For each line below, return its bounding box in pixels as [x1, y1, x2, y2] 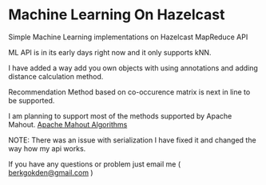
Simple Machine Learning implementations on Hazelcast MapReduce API [8, 32, 248, 42]
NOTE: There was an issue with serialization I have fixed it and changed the [8, 135, 257, 145]
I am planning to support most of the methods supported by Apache [8, 111, 232, 121]
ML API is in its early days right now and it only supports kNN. [8, 47, 212, 57]
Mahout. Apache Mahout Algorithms [8, 119, 128, 129]
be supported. [8, 95, 55, 105]
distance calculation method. [8, 71, 104, 81]
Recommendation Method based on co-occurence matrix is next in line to [8, 86, 251, 97]
